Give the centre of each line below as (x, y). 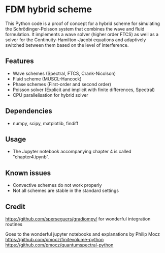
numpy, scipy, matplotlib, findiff (45, 123)
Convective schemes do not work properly (57, 185)
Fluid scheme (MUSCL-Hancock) (47, 79)
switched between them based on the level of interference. (67, 45)
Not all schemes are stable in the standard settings (66, 191)
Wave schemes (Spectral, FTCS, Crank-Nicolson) (64, 73)
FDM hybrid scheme (49, 9)
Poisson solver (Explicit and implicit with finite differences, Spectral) (84, 90)
